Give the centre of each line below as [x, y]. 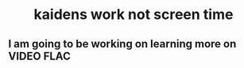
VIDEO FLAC [40, 56]
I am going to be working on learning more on [122, 44]
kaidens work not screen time [134, 15]
